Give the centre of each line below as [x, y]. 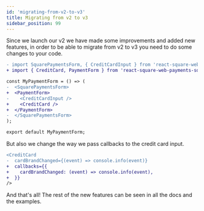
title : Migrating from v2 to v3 [47, 18]
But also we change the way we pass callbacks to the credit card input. [95, 144]
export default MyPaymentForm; [46, 132]
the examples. [24, 201]
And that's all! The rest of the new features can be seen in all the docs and [99, 195]
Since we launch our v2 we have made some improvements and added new [101, 41]
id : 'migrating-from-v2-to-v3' [46, 12]
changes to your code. [34, 54]
